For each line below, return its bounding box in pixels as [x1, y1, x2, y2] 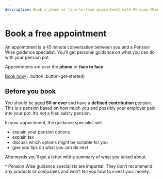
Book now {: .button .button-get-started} [5, 73, 85, 79]
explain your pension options [12, 129, 70, 135]
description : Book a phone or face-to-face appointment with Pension [5, 7, 149, 12]
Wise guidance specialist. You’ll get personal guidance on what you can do [5, 49, 155, 55]
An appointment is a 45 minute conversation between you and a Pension [5, 44, 150, 50]
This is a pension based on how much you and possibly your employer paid [5, 105, 156, 111]
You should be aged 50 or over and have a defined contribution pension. [5, 100, 152, 106]
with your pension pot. [5, 54, 50, 60]
